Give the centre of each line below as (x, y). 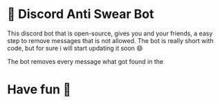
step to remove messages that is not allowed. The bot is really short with (110, 40)
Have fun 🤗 (39, 90)
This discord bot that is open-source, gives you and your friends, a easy (110, 33)
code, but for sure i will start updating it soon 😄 (75, 48)
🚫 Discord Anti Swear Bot (81, 14)
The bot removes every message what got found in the (85, 61)
